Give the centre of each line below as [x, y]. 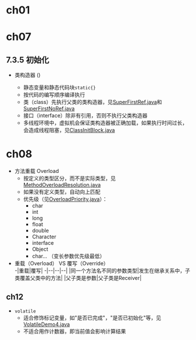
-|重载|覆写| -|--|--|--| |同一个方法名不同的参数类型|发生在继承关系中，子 [102, 271]
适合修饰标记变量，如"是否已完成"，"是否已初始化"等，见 [92, 318]
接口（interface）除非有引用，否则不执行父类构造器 [85, 116]
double [40, 231]
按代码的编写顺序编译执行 [54, 95]
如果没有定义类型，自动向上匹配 [62, 192]
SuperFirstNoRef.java [49, 109]
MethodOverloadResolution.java [62, 185]
